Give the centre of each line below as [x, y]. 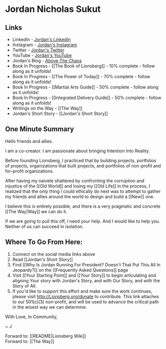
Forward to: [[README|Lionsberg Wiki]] [46, 336]
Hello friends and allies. [29, 141]
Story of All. [24, 286]
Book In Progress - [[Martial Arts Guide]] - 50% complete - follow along [85, 87]
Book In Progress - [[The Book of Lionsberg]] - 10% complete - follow [83, 66]
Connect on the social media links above [54, 254]
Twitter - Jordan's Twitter [38, 50]
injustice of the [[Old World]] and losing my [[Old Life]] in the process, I [78, 186]
